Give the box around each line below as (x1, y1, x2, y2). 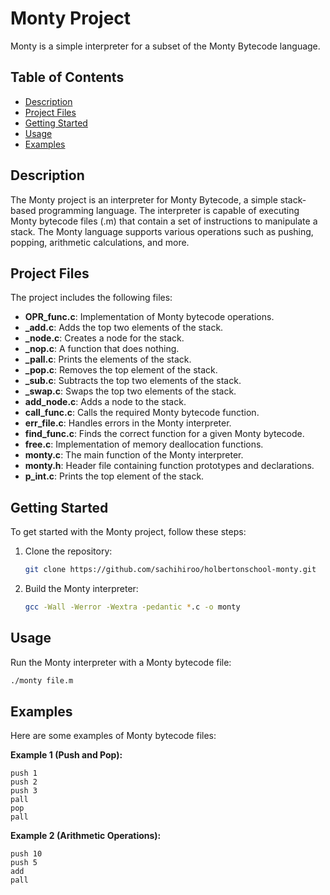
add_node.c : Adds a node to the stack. (24, 396, 187, 408)
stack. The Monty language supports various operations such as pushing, (10, 225, 314, 237)
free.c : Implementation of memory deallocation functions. (24, 438, 264, 451)
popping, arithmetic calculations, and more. (10, 236, 190, 248)
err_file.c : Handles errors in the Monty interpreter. (24, 417, 232, 429)
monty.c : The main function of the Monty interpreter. (24, 449, 244, 461)
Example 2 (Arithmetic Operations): (10, 830, 162, 842)
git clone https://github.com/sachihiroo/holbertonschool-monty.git (24, 565, 317, 575)
